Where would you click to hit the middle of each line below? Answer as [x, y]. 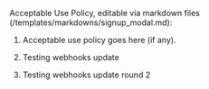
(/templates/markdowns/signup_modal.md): [91, 22]
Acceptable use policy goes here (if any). [99, 40]
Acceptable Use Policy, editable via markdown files [105, 13]
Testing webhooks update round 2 [86, 75]
